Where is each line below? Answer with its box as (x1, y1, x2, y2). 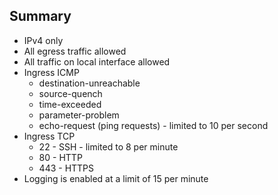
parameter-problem (38, 109, 120, 121)
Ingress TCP (23, 130, 76, 142)
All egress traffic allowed (23, 45, 127, 57)
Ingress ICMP (23, 66, 80, 78)
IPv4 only (23, 34, 64, 46)
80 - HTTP (38, 151, 83, 163)
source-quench (38, 87, 103, 99)
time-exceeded (38, 98, 102, 110)
